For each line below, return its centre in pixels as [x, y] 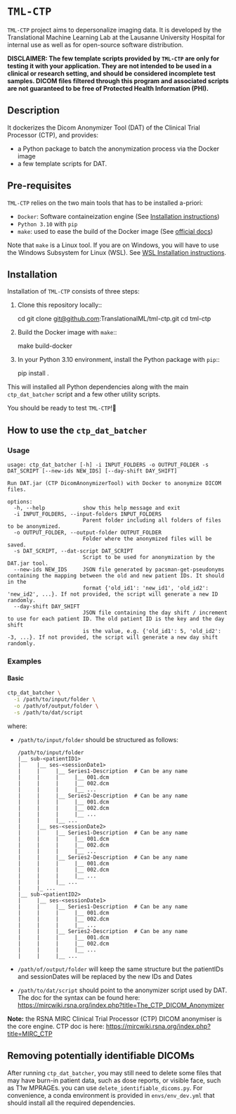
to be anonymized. [34, 527]
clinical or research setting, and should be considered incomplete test [111, 73]
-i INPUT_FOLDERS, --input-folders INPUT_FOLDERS [87, 514]
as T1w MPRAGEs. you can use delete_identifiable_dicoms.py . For [105, 1088]
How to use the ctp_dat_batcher [77, 430]
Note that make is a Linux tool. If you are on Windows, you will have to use [113, 245]
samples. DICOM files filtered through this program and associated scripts [118, 81]
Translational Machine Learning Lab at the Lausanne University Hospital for [116, 37]
